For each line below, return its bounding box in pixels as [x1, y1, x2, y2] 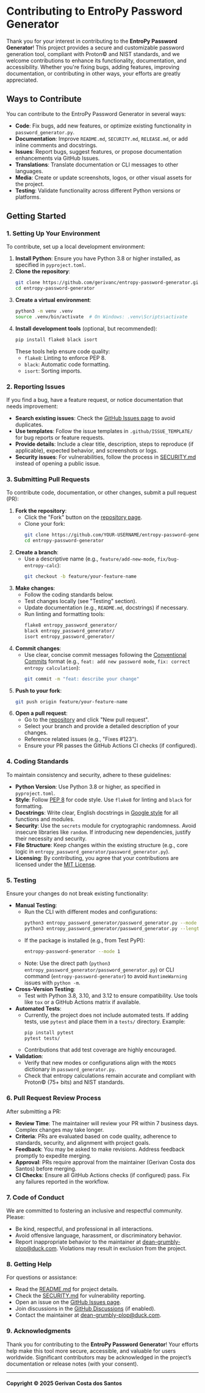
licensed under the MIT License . [15, 861, 96, 868]
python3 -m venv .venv [15, 308, 73, 315]
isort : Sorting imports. [24, 367, 82, 374]
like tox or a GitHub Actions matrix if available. [24, 998, 141, 1006]
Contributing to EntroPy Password [6, 4, 183, 18]
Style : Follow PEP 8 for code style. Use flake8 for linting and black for [15, 796, 192, 803]
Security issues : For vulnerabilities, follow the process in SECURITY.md [15, 453, 196, 461]
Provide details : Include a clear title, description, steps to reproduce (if [15, 440, 194, 448]
